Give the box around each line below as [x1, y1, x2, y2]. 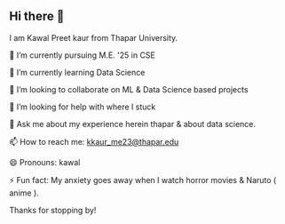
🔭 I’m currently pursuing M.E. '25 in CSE [9, 50, 155, 60]
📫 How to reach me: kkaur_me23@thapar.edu [9, 136, 179, 147]
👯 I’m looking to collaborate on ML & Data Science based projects [9, 84, 249, 94]
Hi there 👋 [9, 9, 65, 24]
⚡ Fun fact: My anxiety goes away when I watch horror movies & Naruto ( [9, 174, 277, 185]
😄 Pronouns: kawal [9, 156, 81, 167]
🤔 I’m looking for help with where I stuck [9, 101, 156, 112]
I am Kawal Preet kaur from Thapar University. [9, 32, 178, 43]
